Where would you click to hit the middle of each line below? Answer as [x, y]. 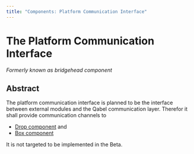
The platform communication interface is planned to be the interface [90, 103]
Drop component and [41, 127]
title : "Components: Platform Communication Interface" [77, 12]
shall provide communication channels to [56, 115]
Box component [34, 133]
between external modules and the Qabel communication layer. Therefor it [97, 109]
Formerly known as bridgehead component [59, 70]
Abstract [23, 89]
